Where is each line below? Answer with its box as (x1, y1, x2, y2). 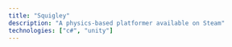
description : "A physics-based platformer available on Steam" (8, 19, 226, 27)
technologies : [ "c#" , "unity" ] (8, 26, 114, 34)
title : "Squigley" (8, 11, 70, 20)
